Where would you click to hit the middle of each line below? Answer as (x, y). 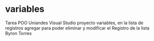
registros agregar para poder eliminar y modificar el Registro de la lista (77, 28)
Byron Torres (19, 33)
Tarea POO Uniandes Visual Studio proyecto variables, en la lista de (74, 23)
